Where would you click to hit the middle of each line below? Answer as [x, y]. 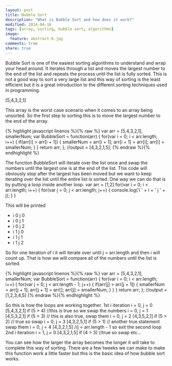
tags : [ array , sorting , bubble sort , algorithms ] [60, 29]
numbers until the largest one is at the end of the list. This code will [76, 168]
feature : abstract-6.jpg [36, 39]
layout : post [19, 10]
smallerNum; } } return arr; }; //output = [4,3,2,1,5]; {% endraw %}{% [78, 147]
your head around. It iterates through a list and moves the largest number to [85, 68]
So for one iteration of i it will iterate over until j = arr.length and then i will [83, 253]
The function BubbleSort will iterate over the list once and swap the [77, 163]
